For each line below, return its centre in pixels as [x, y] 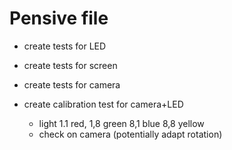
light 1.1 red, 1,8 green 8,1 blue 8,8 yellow [121, 123]
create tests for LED [65, 46]
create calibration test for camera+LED [103, 104]
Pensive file [59, 18]
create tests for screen [70, 65]
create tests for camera [72, 84]
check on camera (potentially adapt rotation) [130, 134]
